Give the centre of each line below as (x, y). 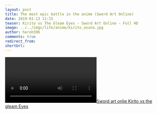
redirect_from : (20, 41)
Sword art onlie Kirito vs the (125, 101)
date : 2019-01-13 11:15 (29, 19)
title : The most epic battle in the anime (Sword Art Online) (69, 14)
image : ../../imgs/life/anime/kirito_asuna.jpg (54, 28)
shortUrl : (15, 46)
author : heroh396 (23, 32)
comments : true (20, 37)
